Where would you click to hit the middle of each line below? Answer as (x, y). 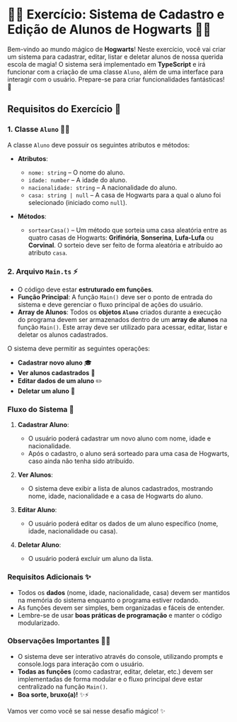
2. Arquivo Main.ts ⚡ (43, 271)
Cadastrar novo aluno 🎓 (54, 362)
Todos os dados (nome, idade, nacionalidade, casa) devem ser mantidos (124, 592)
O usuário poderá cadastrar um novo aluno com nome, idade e (119, 438)
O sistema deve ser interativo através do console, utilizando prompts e (120, 656)
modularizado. (39, 623)
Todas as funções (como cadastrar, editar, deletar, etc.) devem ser (115, 671)
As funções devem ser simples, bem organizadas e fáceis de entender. (121, 607)
